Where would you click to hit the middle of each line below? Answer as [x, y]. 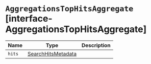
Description [96, 45]
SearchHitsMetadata [52, 53]
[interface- [29, 19]
